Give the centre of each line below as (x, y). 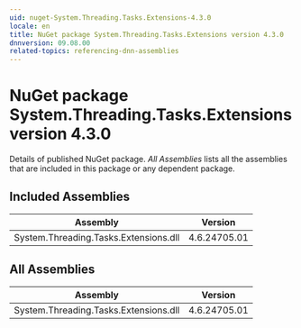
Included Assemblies (70, 197)
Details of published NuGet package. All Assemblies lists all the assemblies (149, 159)
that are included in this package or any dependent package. (123, 169)
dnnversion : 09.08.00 (50, 43)
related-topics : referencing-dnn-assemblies (94, 51)
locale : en (30, 26)
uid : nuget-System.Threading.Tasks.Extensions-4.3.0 (110, 18)
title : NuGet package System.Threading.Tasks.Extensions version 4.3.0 (146, 34)
